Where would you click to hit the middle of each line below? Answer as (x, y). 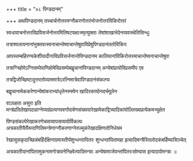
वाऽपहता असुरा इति (24, 103)
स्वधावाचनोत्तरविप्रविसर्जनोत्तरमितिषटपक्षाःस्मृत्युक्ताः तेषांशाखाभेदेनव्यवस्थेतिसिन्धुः (78, 33)
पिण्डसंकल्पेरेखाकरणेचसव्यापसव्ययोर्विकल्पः (44, 121)
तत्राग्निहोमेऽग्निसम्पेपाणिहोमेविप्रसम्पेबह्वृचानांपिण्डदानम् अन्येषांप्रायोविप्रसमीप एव (75, 68)
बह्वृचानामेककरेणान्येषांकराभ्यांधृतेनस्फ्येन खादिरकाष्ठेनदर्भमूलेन (62, 91)
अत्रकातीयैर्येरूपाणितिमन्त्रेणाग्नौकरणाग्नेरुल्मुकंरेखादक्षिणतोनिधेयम (64, 128)
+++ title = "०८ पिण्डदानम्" (35, 9)
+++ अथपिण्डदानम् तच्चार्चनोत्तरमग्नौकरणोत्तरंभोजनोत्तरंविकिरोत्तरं (66, 21)
